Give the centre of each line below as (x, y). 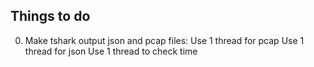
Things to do (50, 16)
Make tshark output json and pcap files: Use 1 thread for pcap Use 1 (164, 40)
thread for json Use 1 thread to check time (111, 51)
